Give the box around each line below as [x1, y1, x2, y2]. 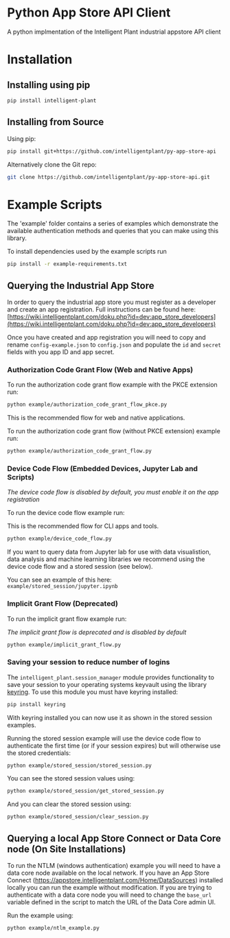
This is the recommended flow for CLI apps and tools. [7, 522, 159, 530]
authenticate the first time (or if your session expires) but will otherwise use [7, 741, 221, 750]
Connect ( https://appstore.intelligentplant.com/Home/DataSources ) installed [7, 876, 223, 884]
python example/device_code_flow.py [7, 535, 112, 543]
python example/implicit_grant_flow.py [7, 641, 122, 648]
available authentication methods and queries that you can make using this [7, 227, 219, 235]
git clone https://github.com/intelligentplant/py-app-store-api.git [7, 173, 211, 180]
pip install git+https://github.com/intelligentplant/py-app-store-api [7, 148, 216, 155]
